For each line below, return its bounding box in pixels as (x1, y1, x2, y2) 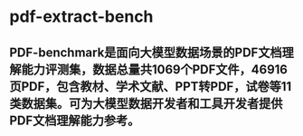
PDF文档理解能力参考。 (9, 112, 140, 128)
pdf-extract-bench (9, 6, 154, 27)
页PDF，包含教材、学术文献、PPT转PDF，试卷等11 (9, 79, 292, 94)
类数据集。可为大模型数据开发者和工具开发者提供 (9, 95, 283, 111)
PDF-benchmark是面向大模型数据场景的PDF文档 (9, 44, 282, 60)
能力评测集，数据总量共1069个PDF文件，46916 (21, 62, 288, 77)
